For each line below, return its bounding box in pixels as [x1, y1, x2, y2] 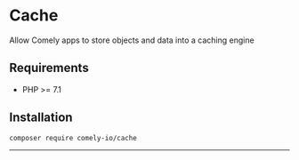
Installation [9, 110, 73, 125]
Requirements [9, 60, 89, 76]
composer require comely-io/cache [9, 133, 138, 142]
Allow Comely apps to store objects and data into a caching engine [9, 35, 255, 45]
